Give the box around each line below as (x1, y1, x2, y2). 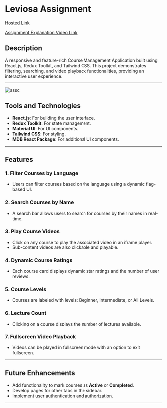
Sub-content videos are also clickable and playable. (12, 245, 119, 250)
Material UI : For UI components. (12, 125, 79, 131)
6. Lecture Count (5, 310, 47, 317)
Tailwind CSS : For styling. (12, 131, 66, 137)
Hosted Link (5, 20, 30, 26)
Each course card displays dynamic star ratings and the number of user (12, 268, 160, 274)
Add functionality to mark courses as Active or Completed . (12, 382, 134, 388)
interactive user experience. (5, 73, 63, 79)
